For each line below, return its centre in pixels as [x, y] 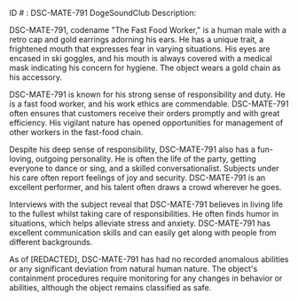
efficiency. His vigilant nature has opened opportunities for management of [146, 123]
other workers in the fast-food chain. [76, 132]
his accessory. [35, 77]
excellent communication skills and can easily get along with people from [143, 233]
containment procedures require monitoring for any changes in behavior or [146, 278]
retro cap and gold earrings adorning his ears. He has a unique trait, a [137, 40]
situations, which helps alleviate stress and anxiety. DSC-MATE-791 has [140, 223]
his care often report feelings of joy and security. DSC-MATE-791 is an [137, 178]
